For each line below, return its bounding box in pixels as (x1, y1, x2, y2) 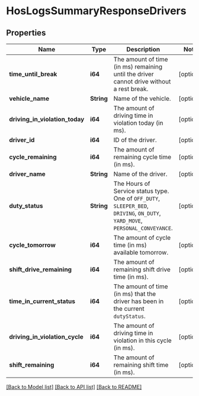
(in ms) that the (113, 290, 156, 298)
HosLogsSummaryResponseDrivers (6, 4, 187, 18)
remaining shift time (113, 361, 169, 369)
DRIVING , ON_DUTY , (113, 209, 161, 217)
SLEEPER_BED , (113, 202, 149, 210)
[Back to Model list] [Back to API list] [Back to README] (6, 384, 142, 390)
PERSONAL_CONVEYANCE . (113, 224, 173, 232)
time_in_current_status (9, 297, 76, 305)
